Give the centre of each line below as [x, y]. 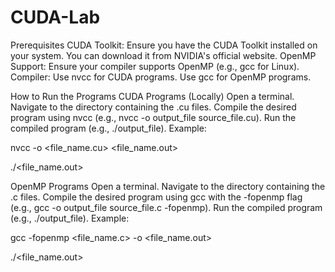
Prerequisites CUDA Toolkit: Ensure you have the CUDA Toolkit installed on [164, 45]
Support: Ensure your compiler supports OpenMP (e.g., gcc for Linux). [155, 66]
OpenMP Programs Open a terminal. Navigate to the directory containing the [168, 186]
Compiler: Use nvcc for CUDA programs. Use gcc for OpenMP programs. [161, 77]
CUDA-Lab [55, 17]
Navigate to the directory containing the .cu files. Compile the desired [153, 107]
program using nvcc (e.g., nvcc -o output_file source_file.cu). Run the [153, 117]
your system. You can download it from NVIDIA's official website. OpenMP [163, 55]
